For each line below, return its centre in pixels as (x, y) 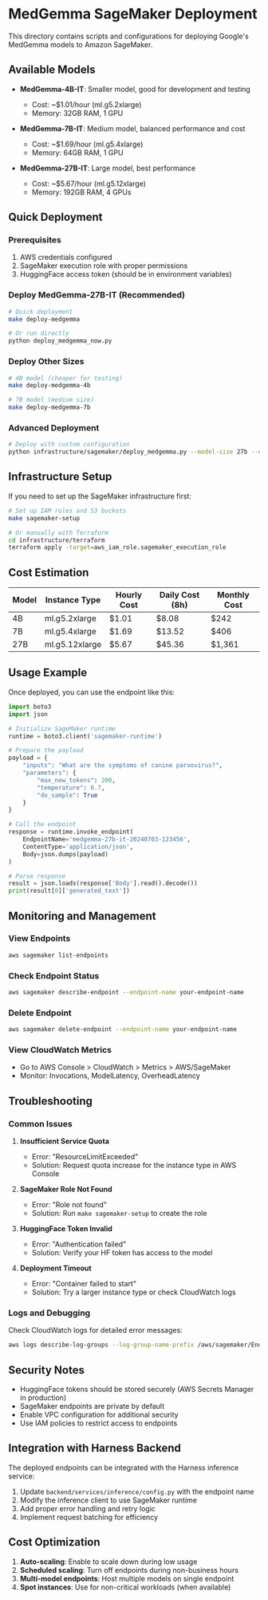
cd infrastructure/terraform (57, 540)
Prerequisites (35, 240)
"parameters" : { (50, 773)
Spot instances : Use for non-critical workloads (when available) (125, 1587)
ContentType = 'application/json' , (78, 846)
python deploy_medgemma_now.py (60, 341)
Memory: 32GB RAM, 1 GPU (77, 113)
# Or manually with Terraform (59, 533)
